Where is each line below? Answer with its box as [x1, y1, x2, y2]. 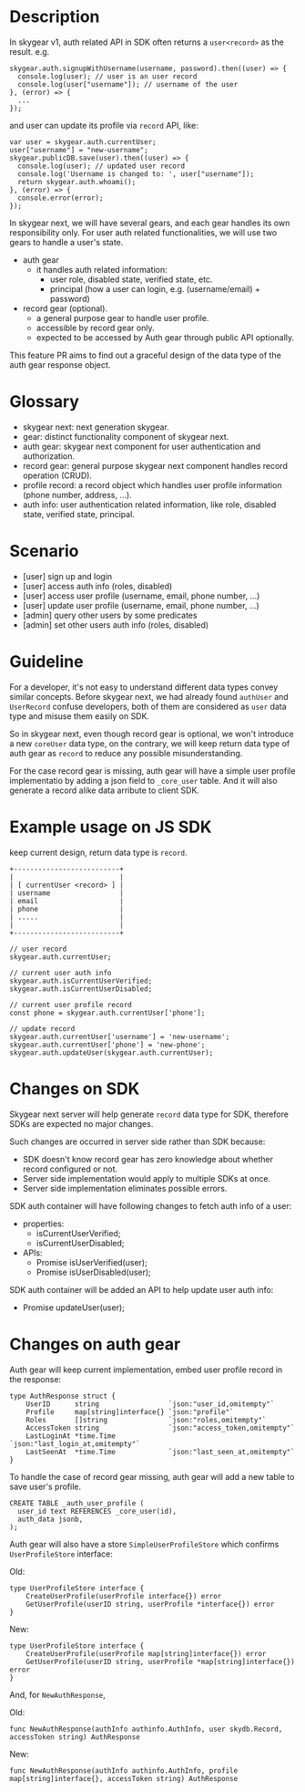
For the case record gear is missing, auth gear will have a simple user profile [9, 765, 296, 776]
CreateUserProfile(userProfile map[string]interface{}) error [25, 1649, 267, 1658]
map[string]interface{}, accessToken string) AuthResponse [9, 1774, 239, 1783]
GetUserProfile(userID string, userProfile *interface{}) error [25, 1599, 275, 1609]
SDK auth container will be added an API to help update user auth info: [9, 1284, 274, 1295]
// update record [9, 1024, 76, 1033]
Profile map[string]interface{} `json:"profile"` [25, 1407, 234, 1416]
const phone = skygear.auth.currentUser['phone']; [9, 1008, 206, 1017]
